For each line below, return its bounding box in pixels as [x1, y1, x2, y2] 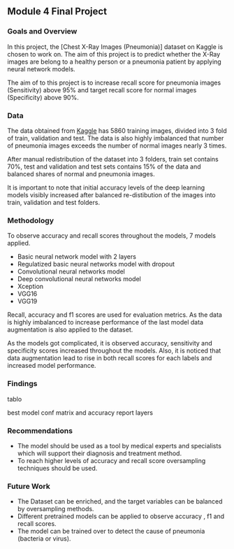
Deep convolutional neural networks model [17, 275, 141, 283]
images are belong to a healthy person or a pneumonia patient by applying [7, 57, 221, 66]
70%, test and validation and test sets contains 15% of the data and [7, 162, 201, 171]
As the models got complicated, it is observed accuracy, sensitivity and [7, 339, 213, 348]
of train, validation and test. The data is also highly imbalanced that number [7, 134, 224, 142]
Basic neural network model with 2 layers [17, 252, 136, 261]
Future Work [7, 481, 50, 491]
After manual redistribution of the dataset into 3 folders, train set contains [7, 155, 219, 163]
